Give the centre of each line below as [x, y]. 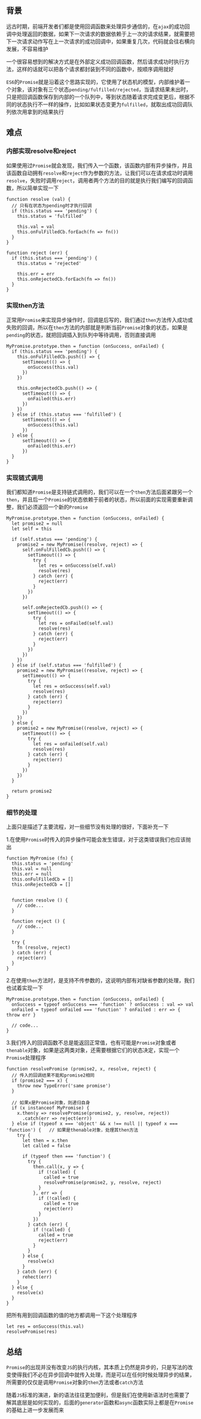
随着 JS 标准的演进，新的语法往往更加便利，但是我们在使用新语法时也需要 [95, 1395]
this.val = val [36, 227]
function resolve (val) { [38, 199]
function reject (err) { [37, 253]
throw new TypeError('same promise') [64, 1086]
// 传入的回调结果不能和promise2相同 [53, 1075]
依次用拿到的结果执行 [37, 112]
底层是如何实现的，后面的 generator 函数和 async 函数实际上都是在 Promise [105, 1403]
